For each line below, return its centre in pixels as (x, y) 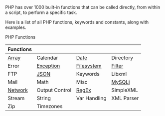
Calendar (47, 58)
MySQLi (121, 82)
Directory (122, 58)
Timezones (50, 106)
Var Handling (91, 98)
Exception (48, 66)
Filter (117, 66)
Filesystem (89, 66)
